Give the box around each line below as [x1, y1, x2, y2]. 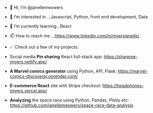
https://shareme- [103, 54, 138, 59]
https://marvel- [118, 68, 148, 74]
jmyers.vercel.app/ [9, 88, 48, 94]
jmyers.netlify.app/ [9, 59, 48, 65]
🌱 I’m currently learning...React [9, 23, 72, 29]
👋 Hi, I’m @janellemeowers [9, 5, 63, 10]
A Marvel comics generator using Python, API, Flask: [9, 68, 117, 74]
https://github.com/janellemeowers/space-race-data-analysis [9, 102, 134, 108]
